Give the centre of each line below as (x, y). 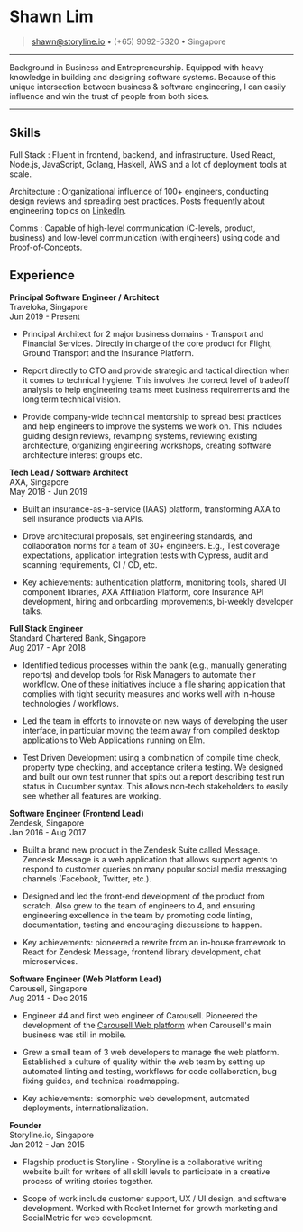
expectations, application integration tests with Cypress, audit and (145, 555)
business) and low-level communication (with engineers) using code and (144, 237)
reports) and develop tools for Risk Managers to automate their (139, 674)
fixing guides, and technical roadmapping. (101, 1081)
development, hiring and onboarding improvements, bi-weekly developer (158, 601)
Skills (25, 133)
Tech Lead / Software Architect (69, 472)
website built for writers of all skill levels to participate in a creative (146, 1171)
